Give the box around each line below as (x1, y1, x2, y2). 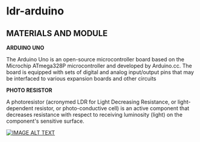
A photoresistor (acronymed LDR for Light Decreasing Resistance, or (6, 98, 177, 105)
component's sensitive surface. (6, 117, 84, 125)
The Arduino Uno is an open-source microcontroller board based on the (6, 56, 185, 63)
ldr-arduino (6, 4, 64, 18)
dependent (6, 105, 34, 112)
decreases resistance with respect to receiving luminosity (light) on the (6, 111, 183, 118)
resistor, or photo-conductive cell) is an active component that (34, 105, 190, 112)
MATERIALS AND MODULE (6, 28, 108, 39)
